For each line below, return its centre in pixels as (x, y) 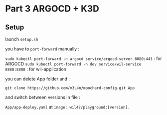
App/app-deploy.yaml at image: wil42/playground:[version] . (67, 107)
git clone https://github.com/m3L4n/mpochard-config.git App (70, 88)
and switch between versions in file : (43, 97)
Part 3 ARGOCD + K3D (52, 9)
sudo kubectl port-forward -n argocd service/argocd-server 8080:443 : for (83, 58)
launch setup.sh (22, 39)
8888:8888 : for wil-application (36, 69)
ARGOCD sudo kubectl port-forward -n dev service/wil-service (73, 64)
